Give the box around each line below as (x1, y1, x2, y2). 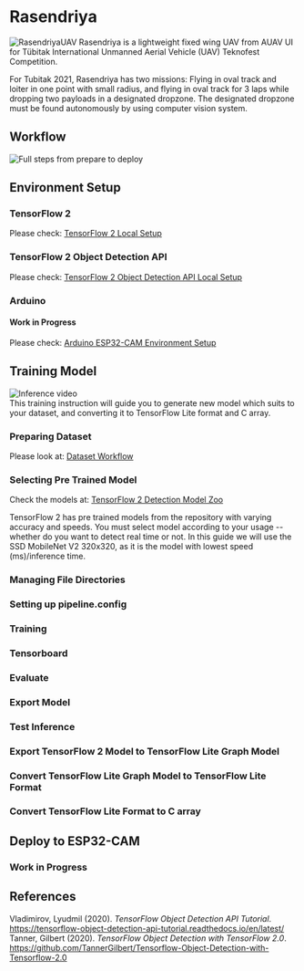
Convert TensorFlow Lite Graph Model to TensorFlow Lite (9, 769, 267, 782)
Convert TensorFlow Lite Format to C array (9, 805, 202, 818)
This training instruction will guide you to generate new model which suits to (9, 397, 295, 408)
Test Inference (9, 720, 76, 733)
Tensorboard (9, 646, 68, 659)
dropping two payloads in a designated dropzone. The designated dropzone (9, 93, 295, 104)
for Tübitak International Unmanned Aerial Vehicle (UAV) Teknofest (9, 46, 260, 57)
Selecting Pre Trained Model (9, 473, 137, 485)
